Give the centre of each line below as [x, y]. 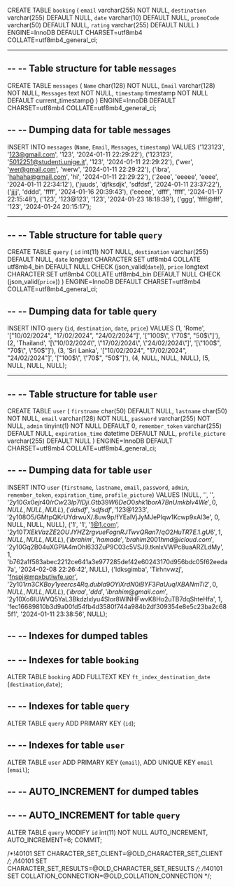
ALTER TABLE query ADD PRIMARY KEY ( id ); [72, 723]
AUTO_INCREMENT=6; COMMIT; [55, 840]
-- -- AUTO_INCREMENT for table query [94, 816]
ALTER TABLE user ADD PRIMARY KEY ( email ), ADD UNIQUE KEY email [110, 762]
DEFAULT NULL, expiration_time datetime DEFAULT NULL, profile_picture [116, 434]
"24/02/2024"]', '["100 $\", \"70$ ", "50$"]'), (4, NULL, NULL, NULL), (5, [109, 358]
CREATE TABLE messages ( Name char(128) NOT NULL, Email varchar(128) [111, 85]
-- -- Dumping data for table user [80, 471]
